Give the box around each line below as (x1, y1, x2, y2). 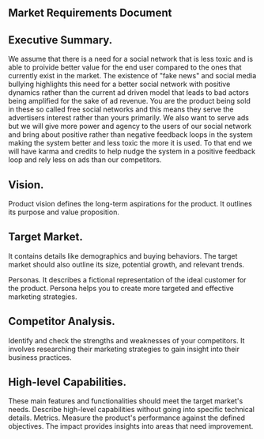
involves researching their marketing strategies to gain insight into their (8, 344, 239, 354)
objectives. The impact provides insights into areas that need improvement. (8, 422, 254, 431)
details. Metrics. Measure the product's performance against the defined (8, 413, 245, 422)
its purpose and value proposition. (8, 207, 120, 217)
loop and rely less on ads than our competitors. (8, 155, 162, 165)
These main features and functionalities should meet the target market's (8, 396, 243, 406)
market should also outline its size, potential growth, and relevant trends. (8, 259, 245, 269)
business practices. (8, 352, 73, 362)
